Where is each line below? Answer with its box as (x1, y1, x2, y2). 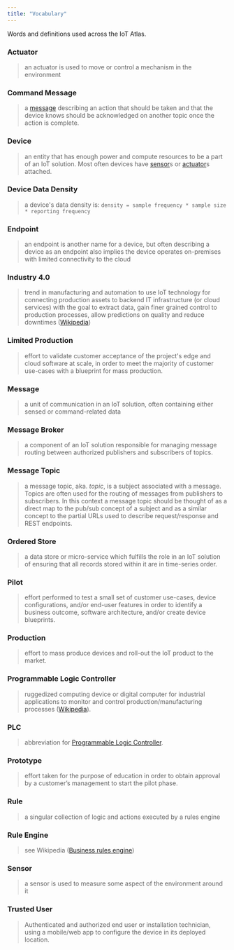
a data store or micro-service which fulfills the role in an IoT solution (24, 552, 221, 561)
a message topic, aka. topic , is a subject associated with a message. (24, 482, 221, 490)
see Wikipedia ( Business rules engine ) (24, 846, 135, 854)
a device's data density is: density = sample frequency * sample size (24, 201, 227, 209)
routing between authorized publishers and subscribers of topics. (24, 448, 213, 456)
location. (24, 935, 50, 944)
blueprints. (24, 616, 56, 624)
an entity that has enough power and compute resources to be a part (24, 152, 224, 161)
